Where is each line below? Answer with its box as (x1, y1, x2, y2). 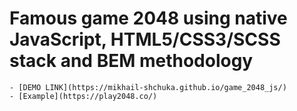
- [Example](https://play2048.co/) (9, 91, 158, 101)
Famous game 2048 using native (9, 7, 288, 30)
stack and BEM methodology (9, 50, 254, 72)
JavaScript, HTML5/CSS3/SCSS (9, 28, 281, 51)
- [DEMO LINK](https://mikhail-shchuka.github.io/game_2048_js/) (9, 82, 287, 92)
